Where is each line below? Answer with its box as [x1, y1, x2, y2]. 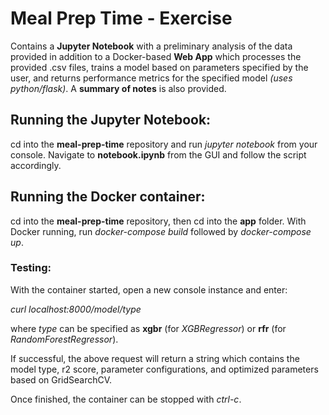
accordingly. [10, 159, 62, 171]
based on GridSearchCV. [10, 373, 113, 386]
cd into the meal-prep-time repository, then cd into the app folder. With [10, 215, 307, 227]
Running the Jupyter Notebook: [10, 112, 212, 129]
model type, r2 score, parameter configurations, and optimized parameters [10, 363, 319, 375]
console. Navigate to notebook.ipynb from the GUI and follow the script [10, 148, 307, 161]
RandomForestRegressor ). [10, 333, 119, 345]
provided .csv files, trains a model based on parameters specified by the [10, 61, 309, 73]
